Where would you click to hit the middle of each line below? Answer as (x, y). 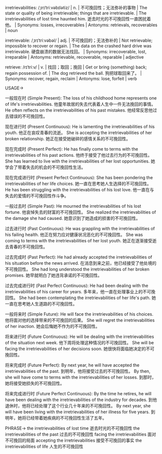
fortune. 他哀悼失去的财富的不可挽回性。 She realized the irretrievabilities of (81, 212)
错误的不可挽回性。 (28, 116)
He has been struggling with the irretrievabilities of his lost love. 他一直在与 (80, 190)
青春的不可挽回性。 (28, 247)
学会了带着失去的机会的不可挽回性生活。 (45, 167)
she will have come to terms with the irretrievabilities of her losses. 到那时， (81, 377)
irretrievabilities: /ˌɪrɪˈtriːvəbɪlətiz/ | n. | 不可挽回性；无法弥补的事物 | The (76, 8)
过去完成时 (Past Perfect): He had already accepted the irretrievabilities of (79, 257)
